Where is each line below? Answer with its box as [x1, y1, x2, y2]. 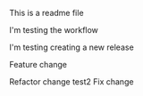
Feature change [9, 60, 68, 69]
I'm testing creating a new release [9, 42, 134, 52]
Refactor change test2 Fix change [9, 76, 134, 87]
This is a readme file [9, 8, 84, 18]
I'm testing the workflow [9, 25, 98, 35]
